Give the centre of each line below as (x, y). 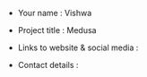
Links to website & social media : (78, 47)
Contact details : (48, 65)
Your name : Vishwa (55, 13)
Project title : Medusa (57, 30)
